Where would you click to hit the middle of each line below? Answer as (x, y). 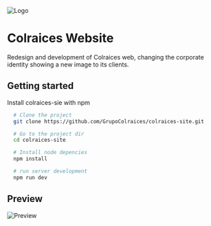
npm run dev (31, 177)
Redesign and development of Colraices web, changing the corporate (105, 57)
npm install (31, 159)
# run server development (51, 171)
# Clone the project (43, 115)
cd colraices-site (40, 140)
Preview (25, 199)
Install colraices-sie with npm (49, 102)
